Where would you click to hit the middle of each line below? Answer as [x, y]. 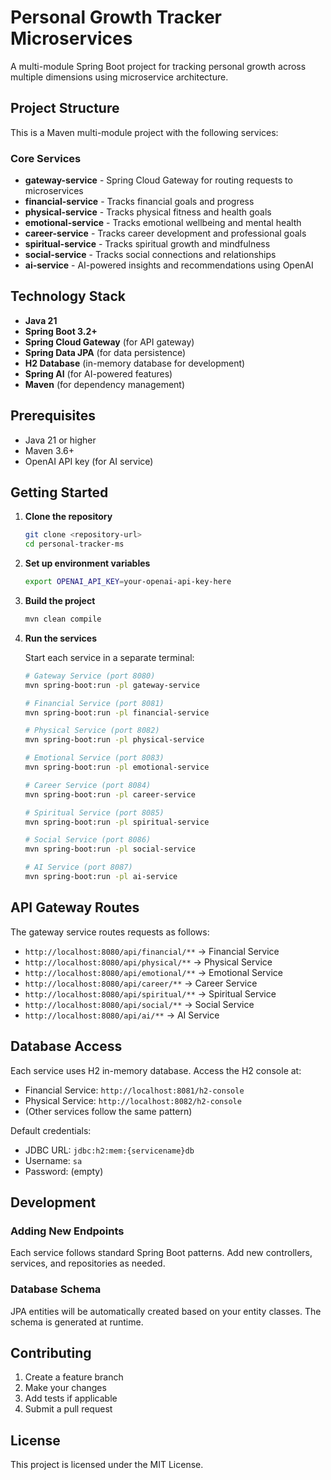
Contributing [51, 1352]
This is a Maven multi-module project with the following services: [144, 132]
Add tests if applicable [71, 1398]
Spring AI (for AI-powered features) [98, 373]
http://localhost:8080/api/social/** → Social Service [139, 1004]
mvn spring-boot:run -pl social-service [110, 849]
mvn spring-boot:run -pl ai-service [101, 877]
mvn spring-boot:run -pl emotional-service [117, 767]
